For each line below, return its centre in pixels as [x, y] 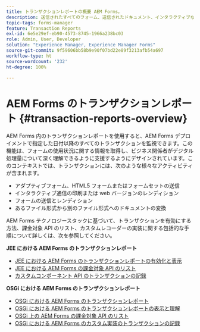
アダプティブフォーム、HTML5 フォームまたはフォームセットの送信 [97, 186]
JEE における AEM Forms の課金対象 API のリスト [75, 268]
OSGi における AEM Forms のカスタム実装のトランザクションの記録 [97, 323]
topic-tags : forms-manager [40, 23]
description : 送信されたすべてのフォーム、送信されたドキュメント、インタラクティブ [98, 17]
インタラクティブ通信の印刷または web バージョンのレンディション [97, 193]
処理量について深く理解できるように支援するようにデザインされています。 [97, 158]
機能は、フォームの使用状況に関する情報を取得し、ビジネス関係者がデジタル [100, 151]
